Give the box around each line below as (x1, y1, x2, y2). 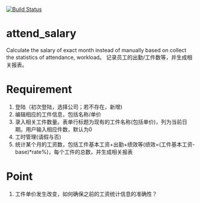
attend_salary (6, 27, 77, 40)
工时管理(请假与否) (14, 133, 62, 141)
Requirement (6, 83, 72, 96)
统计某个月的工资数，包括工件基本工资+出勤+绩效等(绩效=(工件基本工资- (14, 141, 195, 148)
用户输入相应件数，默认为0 (25, 126, 92, 133)
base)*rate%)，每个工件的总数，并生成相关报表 (14, 148, 133, 156)
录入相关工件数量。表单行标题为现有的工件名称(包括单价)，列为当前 (14, 118, 183, 126)
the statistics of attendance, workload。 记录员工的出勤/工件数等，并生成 (6, 53, 187, 61)
